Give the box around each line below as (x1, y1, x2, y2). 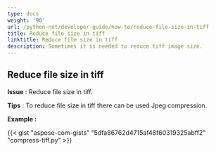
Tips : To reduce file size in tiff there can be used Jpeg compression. (7, 101, 208, 110)
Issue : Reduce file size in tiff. (7, 87, 93, 96)
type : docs (7, 10, 39, 18)
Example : (7, 114, 37, 123)
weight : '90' (7, 17, 46, 24)
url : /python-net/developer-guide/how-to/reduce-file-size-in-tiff (7, 23, 210, 30)
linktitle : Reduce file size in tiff (7, 37, 118, 44)
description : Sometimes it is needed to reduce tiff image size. (7, 43, 203, 50)
